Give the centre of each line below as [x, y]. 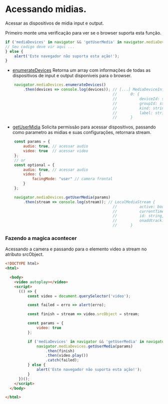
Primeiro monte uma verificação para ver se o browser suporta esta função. [83, 33]
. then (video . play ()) [67, 356]
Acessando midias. [46, 9]
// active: [134, 207]
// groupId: [135, 103]
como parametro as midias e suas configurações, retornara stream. [82, 132]
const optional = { [34, 165]
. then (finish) [60, 351]
